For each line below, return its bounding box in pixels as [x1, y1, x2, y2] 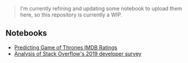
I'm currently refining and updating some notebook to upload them [20, 5, 183, 12]
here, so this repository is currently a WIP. [20, 11, 122, 18]
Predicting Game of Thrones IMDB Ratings [14, 44, 118, 51]
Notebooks [5, 28, 47, 38]
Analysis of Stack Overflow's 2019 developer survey [14, 50, 142, 57]
